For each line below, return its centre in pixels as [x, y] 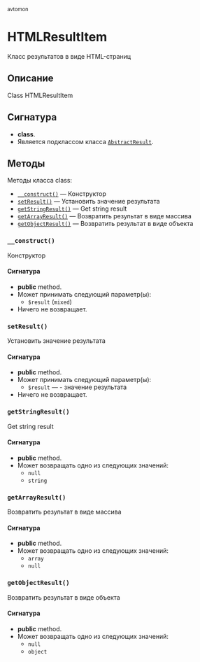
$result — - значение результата [77, 387]
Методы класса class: [40, 181]
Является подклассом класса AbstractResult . [85, 141]
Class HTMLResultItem [40, 95]
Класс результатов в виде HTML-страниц [69, 56]
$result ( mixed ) [50, 302]
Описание [30, 79]
